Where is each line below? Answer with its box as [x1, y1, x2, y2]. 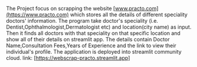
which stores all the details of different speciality [70, 11, 188, 18]
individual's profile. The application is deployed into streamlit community [6, 48, 182, 55]
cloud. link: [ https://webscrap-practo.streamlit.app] [6, 55, 131, 61]
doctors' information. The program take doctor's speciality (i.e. [6, 17, 159, 24]
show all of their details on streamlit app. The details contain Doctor [6, 36, 170, 43]
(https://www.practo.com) [6, 11, 69, 18]
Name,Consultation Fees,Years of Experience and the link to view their [6, 42, 176, 49]
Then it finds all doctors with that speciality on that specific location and [6, 30, 181, 37]
